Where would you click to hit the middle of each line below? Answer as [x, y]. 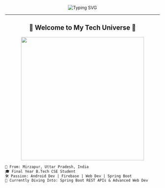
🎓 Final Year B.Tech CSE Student [41, 171]
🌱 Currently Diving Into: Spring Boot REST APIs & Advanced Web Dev [77, 181]
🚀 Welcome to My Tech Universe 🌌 [82, 28]
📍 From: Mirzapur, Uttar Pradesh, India [47, 167]
